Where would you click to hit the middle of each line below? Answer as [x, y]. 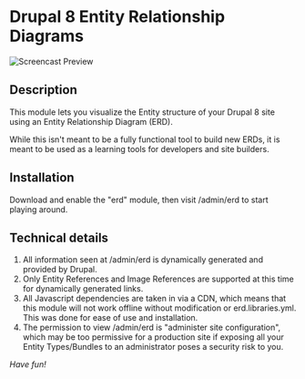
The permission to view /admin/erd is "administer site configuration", [152, 328]
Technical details [59, 237]
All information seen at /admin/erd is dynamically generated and [143, 260]
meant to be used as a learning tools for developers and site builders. [140, 149]
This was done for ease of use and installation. [110, 318]
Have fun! [28, 364]
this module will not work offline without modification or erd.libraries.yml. [159, 308]
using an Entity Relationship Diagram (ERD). [91, 121]
